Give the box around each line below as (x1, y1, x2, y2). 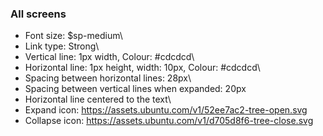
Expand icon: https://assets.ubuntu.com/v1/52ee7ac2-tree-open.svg (24, 104, 308, 116)
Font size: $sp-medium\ (24, 30, 123, 42)
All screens (10, 7, 67, 21)
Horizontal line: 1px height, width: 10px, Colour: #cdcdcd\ (24, 62, 261, 74)
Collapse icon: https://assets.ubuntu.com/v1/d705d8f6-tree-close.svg (24, 115, 314, 127)
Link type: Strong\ (24, 40, 100, 52)
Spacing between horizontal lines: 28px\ (24, 72, 192, 84)
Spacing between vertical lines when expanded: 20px (24, 83, 247, 95)
